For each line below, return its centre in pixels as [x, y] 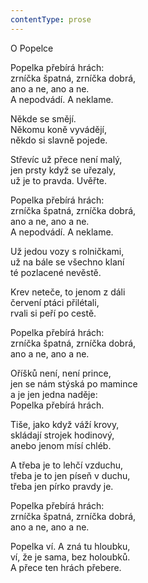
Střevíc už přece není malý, [66, 159]
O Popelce [32, 48]
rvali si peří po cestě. [53, 313]
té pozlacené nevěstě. [56, 272]
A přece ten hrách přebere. [66, 567]
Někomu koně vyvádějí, [59, 129]
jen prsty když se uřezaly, [63, 170]
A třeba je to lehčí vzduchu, [67, 465]
